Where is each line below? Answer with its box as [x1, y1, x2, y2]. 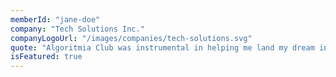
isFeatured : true [10, 52, 83, 62]
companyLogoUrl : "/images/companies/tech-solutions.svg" [10, 33, 253, 43]
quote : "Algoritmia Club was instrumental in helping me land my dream [10, 42, 315, 53]
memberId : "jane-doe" [10, 14, 101, 25]
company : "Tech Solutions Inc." [10, 24, 145, 34]
